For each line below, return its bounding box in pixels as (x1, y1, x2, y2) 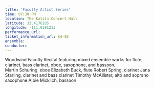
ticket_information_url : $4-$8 (5, 35, 69, 39)
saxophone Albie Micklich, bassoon (5, 77, 77, 83)
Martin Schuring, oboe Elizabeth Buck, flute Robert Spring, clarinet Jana (5, 67, 150, 73)
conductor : (5, 43, 27, 48)
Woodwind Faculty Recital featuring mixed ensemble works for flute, (5, 56, 143, 62)
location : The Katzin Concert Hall (5, 16, 78, 21)
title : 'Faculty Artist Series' (5, 7, 71, 12)
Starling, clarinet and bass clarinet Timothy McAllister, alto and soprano (5, 72, 149, 78)
